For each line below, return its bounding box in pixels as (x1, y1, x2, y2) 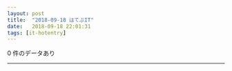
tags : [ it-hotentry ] (7, 29, 67, 37)
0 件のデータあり (7, 49, 55, 57)
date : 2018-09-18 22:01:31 (7, 23, 91, 30)
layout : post (7, 10, 45, 17)
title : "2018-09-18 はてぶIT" (7, 17, 95, 23)
